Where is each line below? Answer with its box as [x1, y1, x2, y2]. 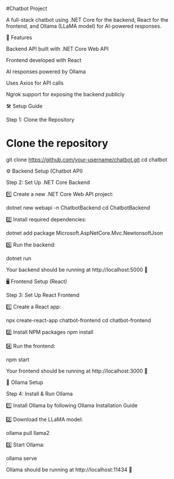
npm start [6, 356, 30, 363]
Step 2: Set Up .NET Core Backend [6, 178, 90, 185]
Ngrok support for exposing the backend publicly [6, 91, 125, 97]
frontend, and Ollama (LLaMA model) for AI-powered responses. [6, 23, 162, 29]
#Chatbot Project [6, 5, 47, 12]
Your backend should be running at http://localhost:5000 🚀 [6, 266, 148, 273]
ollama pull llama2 [6, 429, 50, 436]
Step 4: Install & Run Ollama [6, 390, 73, 397]
